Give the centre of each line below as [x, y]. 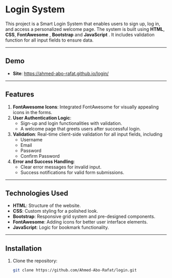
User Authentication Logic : [42, 118]
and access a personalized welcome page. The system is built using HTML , [85, 29]
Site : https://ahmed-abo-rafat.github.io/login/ [61, 73]
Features [20, 94]
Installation [24, 248]
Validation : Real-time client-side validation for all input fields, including [88, 134]
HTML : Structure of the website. [47, 206]
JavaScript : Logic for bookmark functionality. [61, 228]
